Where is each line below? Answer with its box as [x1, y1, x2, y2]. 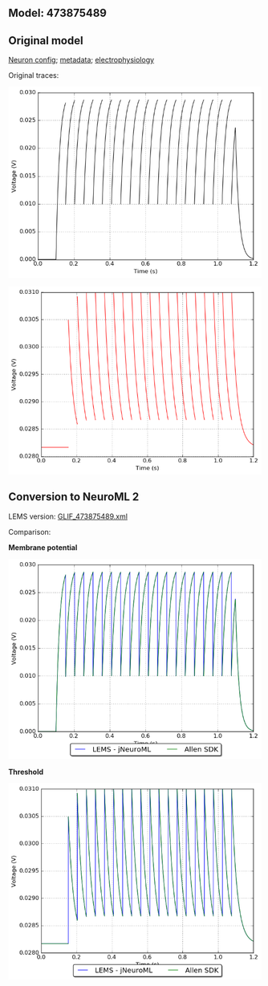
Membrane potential [8, 542, 78, 552]
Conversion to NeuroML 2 [8, 490, 140, 504]
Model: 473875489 [8, 6, 107, 20]
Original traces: [8, 71, 59, 80]
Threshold [8, 767, 44, 776]
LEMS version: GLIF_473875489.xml [8, 511, 128, 521]
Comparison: [8, 527, 51, 536]
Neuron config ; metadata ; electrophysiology [8, 55, 155, 65]
